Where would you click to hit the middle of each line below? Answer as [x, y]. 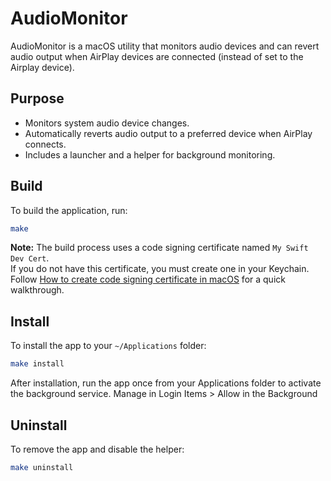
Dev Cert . [30, 258]
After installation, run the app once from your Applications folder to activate [166, 383]
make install [37, 364]
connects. [45, 144]
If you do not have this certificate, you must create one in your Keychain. [160, 269]
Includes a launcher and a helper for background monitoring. [150, 154]
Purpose [37, 98]
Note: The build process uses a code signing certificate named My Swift [159, 248]
